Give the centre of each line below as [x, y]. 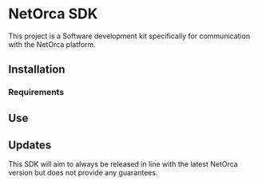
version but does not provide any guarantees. [83, 173]
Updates [30, 146]
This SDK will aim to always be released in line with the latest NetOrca [123, 164]
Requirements [36, 92]
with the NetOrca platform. [52, 44]
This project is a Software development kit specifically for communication [129, 36]
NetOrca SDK [53, 14]
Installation [37, 70]
